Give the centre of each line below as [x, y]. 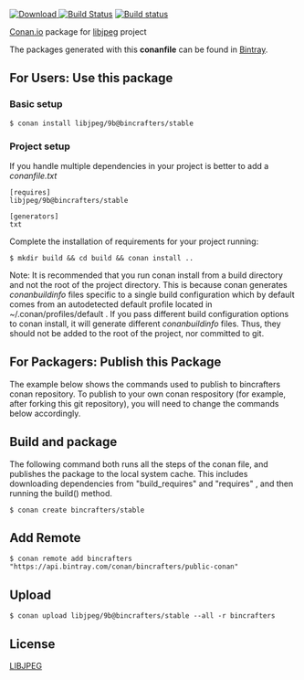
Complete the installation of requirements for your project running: [134, 241]
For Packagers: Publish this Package [115, 362]
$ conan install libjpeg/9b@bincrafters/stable [102, 123]
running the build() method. [61, 493]
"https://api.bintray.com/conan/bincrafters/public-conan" [124, 567]
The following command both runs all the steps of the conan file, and [139, 464]
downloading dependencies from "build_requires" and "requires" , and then [152, 483]
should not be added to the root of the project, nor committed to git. [137, 333]
